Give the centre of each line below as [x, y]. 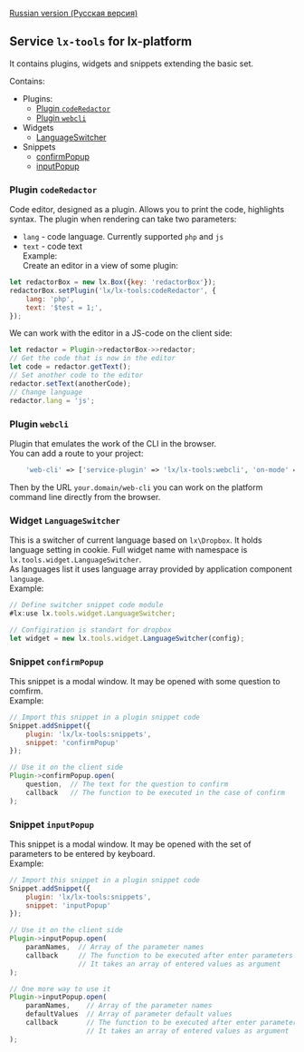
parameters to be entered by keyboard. [82, 853]
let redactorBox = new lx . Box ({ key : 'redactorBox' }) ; [113, 282]
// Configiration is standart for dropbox [90, 630]
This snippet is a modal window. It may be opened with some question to [145, 681]
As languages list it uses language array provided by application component [151, 569]
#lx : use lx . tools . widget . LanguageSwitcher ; [93, 613]
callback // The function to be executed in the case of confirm [155, 792]
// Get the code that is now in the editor [93, 359]
